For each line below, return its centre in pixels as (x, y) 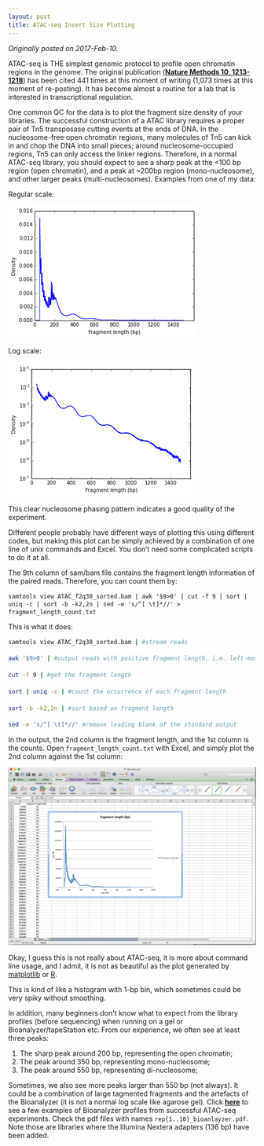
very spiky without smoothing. (57, 998)
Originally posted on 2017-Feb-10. (63, 48)
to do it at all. (29, 557)
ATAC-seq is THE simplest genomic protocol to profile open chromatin (122, 64)
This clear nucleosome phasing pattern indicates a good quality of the (122, 509)
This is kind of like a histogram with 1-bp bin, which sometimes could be (125, 989)
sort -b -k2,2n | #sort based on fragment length (91, 708)
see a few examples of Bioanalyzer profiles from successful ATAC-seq (122, 1110)
